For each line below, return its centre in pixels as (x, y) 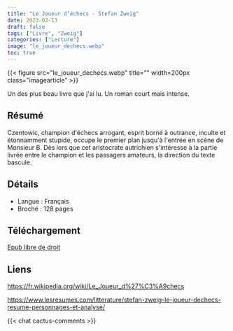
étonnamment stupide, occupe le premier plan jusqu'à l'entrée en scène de (115, 140)
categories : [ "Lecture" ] (43, 40)
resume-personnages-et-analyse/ (56, 307)
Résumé (26, 116)
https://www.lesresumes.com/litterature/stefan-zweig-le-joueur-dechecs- (114, 300)
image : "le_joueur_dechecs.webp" (56, 46)
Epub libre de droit (34, 247)
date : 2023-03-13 (33, 20)
